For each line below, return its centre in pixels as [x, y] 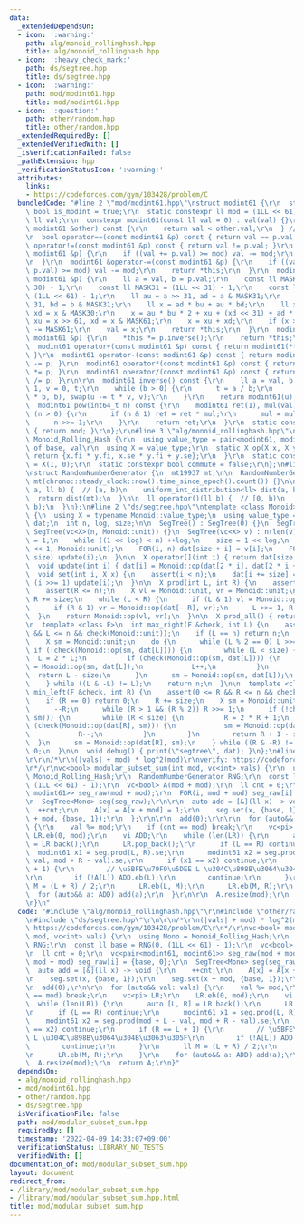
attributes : [40, 178]
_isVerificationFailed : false [74, 152]
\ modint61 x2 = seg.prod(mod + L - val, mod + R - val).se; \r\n [157, 1021]
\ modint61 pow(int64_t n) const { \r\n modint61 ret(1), [143, 406]
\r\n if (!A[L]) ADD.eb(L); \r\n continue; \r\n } [157, 878]
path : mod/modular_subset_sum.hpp [82, 1122]
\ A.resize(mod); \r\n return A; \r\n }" [103, 1063]
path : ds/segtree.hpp [66, 69]
